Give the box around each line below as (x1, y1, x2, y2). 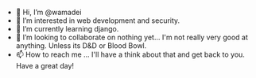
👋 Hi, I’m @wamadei (15, 8, 82, 17)
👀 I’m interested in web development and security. (15, 16, 180, 25)
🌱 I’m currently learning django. (15, 24, 119, 33)
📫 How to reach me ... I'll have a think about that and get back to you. (15, 50, 245, 59)
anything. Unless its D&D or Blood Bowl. (15, 41, 147, 50)
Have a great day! (15, 61, 74, 70)
